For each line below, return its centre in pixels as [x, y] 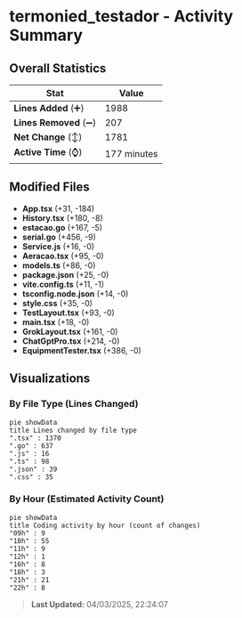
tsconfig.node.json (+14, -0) [75, 293]
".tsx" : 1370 [36, 438]
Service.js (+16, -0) [58, 246]
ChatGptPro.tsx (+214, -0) [71, 341]
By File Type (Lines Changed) [74, 404]
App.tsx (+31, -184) [58, 208]
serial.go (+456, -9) [59, 237]
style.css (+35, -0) [57, 303]
